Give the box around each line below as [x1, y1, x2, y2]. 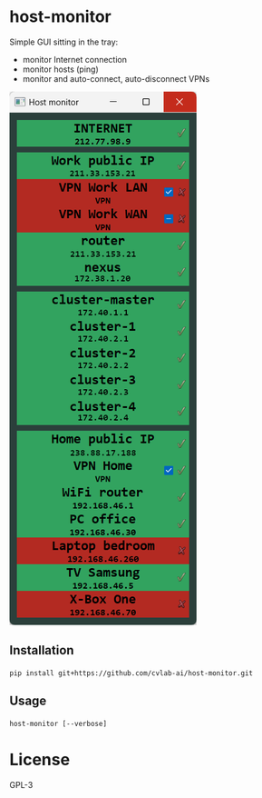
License [9, 749, 71, 770]
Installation [9, 643, 74, 658]
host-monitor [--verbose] [9, 719, 107, 728]
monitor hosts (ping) [22, 64, 100, 75]
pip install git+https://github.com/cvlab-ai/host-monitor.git [9, 668, 254, 678]
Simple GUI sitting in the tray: [9, 36, 119, 47]
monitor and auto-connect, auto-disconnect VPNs [22, 73, 210, 84]
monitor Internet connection [22, 54, 127, 65]
